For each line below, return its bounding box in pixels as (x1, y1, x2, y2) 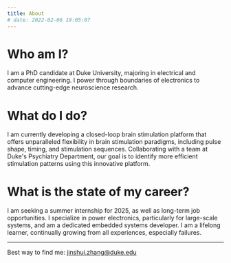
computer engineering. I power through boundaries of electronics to (7, 76, 200, 85)
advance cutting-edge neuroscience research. (7, 83, 139, 92)
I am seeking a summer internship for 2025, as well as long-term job (7, 207, 201, 215)
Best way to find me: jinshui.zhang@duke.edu (7, 249, 137, 257)
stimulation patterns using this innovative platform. (7, 160, 151, 168)
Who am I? (7, 46, 69, 62)
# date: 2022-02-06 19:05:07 (7, 17, 91, 23)
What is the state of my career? (7, 184, 190, 200)
